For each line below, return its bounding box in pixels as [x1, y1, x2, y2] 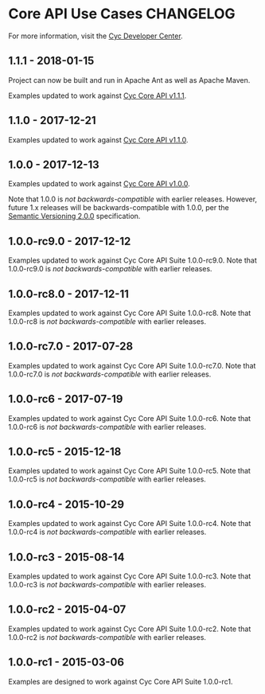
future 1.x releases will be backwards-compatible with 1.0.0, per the [8, 203, 229, 212]
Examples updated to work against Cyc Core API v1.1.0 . [8, 135, 189, 144]
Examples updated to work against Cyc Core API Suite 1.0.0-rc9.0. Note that [8, 255, 257, 265]
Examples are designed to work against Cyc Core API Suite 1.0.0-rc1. [8, 676, 233, 686]
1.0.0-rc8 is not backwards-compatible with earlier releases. [8, 317, 207, 326]
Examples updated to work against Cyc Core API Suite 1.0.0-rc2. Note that [8, 624, 251, 634]
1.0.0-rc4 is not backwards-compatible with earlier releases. [8, 527, 207, 537]
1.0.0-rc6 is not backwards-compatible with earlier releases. [8, 422, 207, 431]
